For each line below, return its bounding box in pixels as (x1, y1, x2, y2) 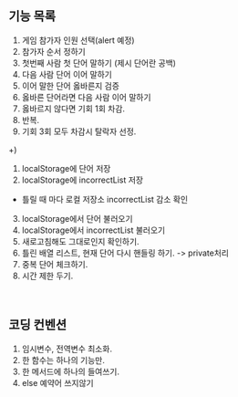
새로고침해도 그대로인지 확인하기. (21, 235, 140, 246)
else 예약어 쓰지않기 (21, 377, 94, 388)
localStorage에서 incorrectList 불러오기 (21, 225, 166, 235)
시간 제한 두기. (21, 270, 74, 281)
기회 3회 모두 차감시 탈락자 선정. (21, 126, 137, 137)
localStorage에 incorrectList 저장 (21, 174, 143, 185)
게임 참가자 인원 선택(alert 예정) (21, 35, 135, 46)
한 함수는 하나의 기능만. (21, 354, 106, 365)
